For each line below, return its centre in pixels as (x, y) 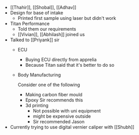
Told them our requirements (47, 29)
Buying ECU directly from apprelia (61, 60)
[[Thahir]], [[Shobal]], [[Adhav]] (43, 7)
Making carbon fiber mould (54, 94)
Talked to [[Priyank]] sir (35, 40)
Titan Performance (30, 23)
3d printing (37, 105)
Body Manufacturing (39, 75)
